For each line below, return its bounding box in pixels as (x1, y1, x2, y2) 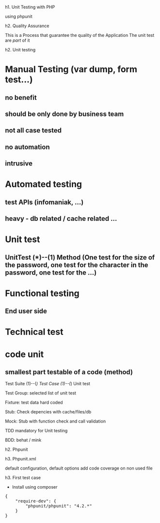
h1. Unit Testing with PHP (5, 4, 55, 10)
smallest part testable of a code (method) (5, 368, 133, 376)
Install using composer (12, 484, 58, 490)
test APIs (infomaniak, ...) (5, 198, 84, 206)
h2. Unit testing (5, 47, 36, 52)
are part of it (5, 37, 30, 43)
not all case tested (5, 126, 62, 135)
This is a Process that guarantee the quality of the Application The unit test (5, 33, 155, 38)
